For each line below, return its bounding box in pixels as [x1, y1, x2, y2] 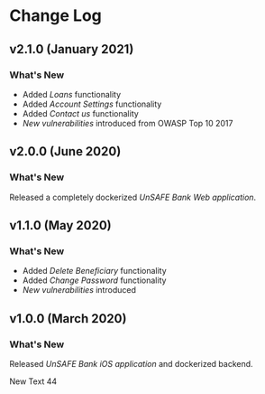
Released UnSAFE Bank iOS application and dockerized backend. [9, 358, 254, 369]
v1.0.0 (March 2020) [9, 311, 127, 326]
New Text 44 [9, 376, 58, 387]
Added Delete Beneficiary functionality [22, 266, 167, 277]
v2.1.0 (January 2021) [9, 42, 134, 57]
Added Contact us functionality [22, 108, 140, 118]
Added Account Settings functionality [22, 98, 162, 109]
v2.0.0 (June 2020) [9, 144, 122, 159]
